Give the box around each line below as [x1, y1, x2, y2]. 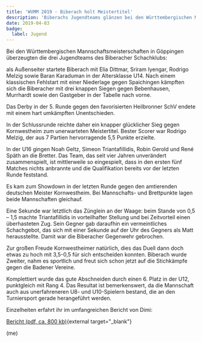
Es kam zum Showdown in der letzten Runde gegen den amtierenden [6, 183, 177, 190]
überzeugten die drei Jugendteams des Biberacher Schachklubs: [6, 54, 167, 61]
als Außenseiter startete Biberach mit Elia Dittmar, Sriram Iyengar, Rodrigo [6, 66, 189, 73]
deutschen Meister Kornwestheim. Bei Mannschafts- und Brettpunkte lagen [6, 189, 193, 196]
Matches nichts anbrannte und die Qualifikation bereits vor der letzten [6, 165, 179, 172]
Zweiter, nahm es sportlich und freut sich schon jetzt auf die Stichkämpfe [6, 257, 188, 265]
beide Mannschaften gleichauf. [6, 196, 83, 203]
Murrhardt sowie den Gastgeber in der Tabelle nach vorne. [6, 92, 151, 99]
